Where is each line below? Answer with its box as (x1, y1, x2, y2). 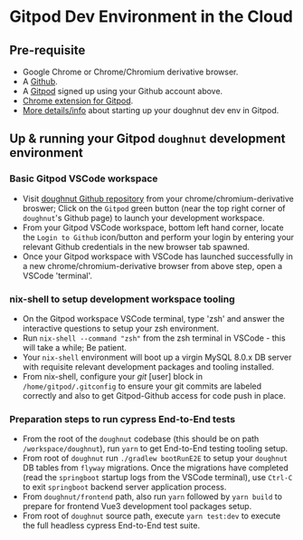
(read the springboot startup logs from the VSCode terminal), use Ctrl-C (22, 472, 293, 483)
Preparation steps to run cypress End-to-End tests (9, 412, 236, 425)
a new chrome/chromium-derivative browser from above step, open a (22, 260, 283, 271)
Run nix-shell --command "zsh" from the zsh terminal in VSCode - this (22, 333, 287, 343)
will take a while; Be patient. (22, 342, 127, 352)
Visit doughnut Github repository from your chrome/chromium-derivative (22, 193, 294, 204)
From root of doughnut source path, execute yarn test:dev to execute (22, 510, 281, 522)
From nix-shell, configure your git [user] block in (22, 371, 204, 381)
